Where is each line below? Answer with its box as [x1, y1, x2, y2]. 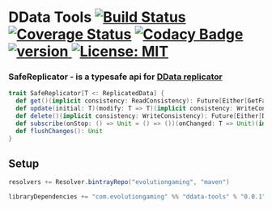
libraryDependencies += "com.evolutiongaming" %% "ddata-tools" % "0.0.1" [8, 193, 266, 201]
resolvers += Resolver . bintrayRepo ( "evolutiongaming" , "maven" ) [8, 178, 230, 186]
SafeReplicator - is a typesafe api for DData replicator [8, 71, 223, 82]
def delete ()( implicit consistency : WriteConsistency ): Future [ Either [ [15, 112, 263, 120]
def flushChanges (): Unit [15, 127, 104, 135]
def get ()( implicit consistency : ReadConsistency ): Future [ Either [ [15, 97, 249, 105]
